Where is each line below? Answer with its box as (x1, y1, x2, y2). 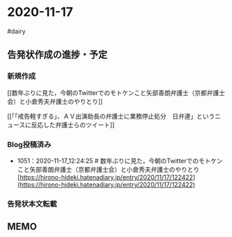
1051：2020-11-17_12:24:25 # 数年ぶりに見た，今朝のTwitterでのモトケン (17, 157, 223, 165)
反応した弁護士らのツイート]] (30, 121, 115, 129)
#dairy (7, 27, 26, 35)
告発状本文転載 (7, 199, 57, 209)
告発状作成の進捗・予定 (7, 49, 107, 61)
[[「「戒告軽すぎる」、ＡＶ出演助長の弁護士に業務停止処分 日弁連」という (7, 112, 215, 120)
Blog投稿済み (7, 139, 52, 149)
